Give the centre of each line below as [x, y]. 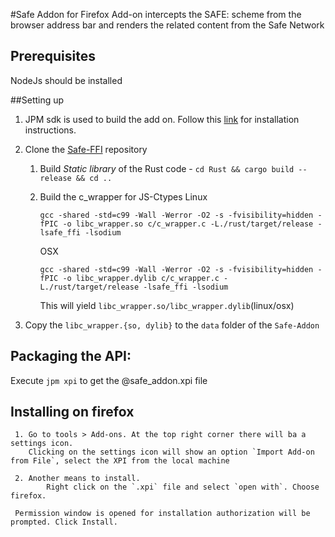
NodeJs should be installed [66, 80]
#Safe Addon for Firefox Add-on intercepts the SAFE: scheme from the [156, 14]
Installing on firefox [72, 412]
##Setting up [37, 100]
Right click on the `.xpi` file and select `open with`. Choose [183, 487]
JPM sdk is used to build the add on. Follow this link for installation [162, 119]
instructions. [50, 130]
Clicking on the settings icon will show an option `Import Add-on [171, 452]
